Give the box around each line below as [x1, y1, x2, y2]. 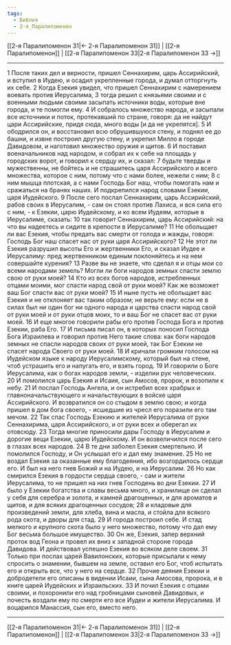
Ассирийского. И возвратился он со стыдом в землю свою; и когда [7, 398, 207, 407]
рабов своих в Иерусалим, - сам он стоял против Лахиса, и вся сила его [7, 201, 222, 209]
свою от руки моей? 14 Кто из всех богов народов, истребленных [7, 274, 201, 283]
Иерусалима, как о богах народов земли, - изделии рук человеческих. [7, 369, 217, 378]
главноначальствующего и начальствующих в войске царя [7, 391, 181, 400]
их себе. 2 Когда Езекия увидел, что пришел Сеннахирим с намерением [7, 83, 221, 92]
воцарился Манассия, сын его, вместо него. [7, 604, 137, 612]
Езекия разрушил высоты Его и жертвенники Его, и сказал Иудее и [7, 245, 205, 253]
